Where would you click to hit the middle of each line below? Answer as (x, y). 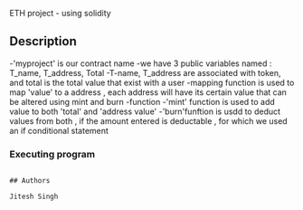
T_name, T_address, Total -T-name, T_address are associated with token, (146, 72)
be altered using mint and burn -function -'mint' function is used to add (142, 101)
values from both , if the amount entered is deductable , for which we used (148, 120)
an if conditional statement (59, 130)
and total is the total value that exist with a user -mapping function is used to (152, 82)
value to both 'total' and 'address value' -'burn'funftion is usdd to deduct (145, 111)
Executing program (52, 154)
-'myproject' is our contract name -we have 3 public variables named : (141, 63)
